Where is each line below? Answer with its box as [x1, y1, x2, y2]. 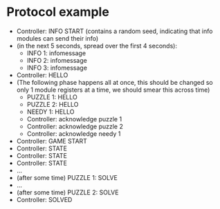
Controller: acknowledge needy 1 [26, 129, 121, 138]
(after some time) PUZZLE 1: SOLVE [16, 173, 118, 181]
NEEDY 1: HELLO [26, 108, 75, 116]
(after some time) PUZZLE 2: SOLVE [16, 188, 119, 197]
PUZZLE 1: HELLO [26, 92, 77, 101]
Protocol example [6, 4, 110, 20]
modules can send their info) [16, 34, 99, 42]
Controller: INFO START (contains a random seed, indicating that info [16, 27, 213, 35]
